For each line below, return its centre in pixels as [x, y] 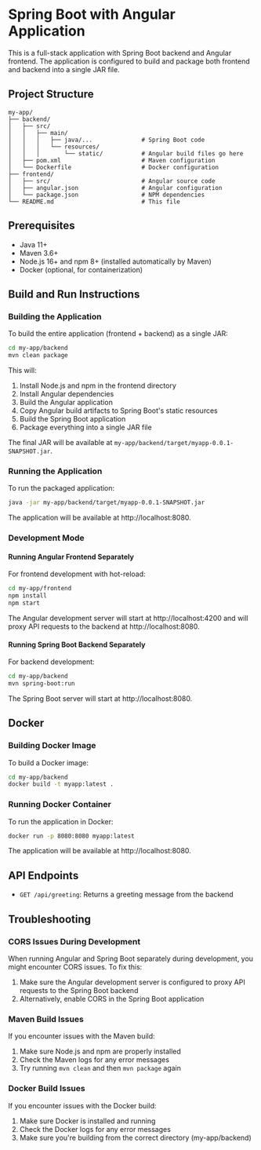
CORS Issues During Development [74, 941]
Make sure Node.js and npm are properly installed [100, 1051]
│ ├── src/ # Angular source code [112, 181]
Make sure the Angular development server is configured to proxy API [132, 982]
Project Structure [51, 95]
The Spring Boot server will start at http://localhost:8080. [100, 698]
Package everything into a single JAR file [85, 427]
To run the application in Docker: [61, 821]
